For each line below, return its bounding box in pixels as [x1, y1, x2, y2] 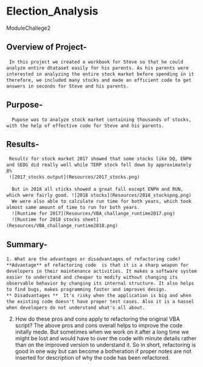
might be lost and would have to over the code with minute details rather [15, 335, 197, 342]
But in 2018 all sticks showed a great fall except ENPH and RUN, [12, 187, 184, 193]
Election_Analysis [6, 4, 98, 18]
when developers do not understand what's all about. [6, 305, 146, 311]
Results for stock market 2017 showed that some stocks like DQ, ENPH [9, 156, 191, 162]
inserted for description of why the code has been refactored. [15, 354, 170, 362]
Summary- [6, 239, 47, 250]
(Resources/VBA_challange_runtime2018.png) [6, 223, 119, 229]
